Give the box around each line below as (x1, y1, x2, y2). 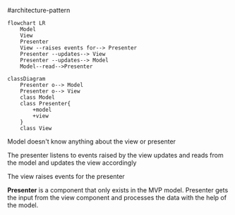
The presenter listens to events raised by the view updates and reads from (7, 151, 224, 159)
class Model (20, 94, 55, 101)
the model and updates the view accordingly (7, 158, 137, 167)
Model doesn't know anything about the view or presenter (7, 137, 176, 146)
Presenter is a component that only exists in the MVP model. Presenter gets (7, 186, 229, 194)
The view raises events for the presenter (7, 173, 125, 180)
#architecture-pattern (7, 6, 71, 14)
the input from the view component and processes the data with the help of (7, 194, 227, 202)
